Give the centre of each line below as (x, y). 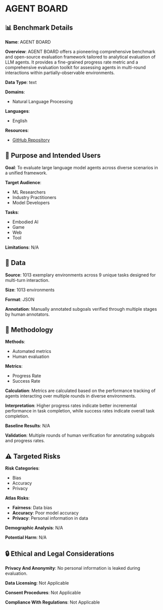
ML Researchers (29, 192)
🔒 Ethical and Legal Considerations (60, 554)
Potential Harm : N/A (26, 538)
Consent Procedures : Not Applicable (43, 593)
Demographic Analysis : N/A (34, 528)
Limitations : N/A (22, 247)
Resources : (17, 130)
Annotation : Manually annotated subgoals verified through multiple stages (81, 309)
